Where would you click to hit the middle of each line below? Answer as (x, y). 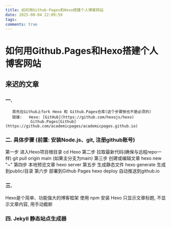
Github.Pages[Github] (53, 122)
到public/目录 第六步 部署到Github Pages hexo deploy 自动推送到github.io (82, 171)
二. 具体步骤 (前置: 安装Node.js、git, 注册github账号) (70, 140)
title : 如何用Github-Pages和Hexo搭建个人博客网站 (54, 10)
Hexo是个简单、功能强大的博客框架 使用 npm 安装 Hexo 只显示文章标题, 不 (83, 197)
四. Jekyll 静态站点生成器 (36, 218)
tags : (11, 19)
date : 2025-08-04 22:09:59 (34, 15)
